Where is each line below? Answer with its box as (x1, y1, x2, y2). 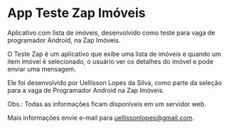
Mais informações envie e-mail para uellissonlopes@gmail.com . (7, 113, 194, 122)
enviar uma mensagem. (7, 64, 76, 73)
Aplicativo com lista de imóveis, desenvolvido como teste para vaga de (7, 28, 215, 37)
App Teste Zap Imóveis (7, 5, 146, 21)
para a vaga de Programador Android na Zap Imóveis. (7, 86, 165, 94)
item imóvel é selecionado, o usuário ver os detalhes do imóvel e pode (7, 57, 214, 65)
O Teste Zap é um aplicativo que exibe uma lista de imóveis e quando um (7, 50, 222, 58)
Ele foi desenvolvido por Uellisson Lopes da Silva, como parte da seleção (7, 78, 223, 86)
